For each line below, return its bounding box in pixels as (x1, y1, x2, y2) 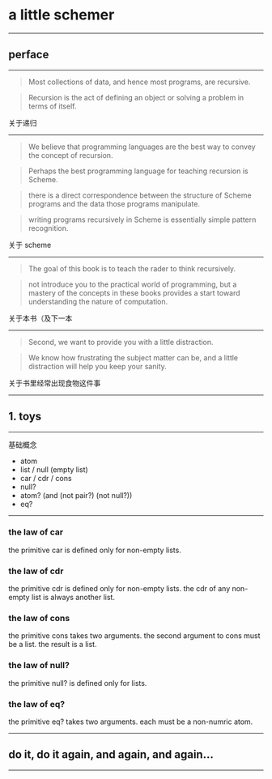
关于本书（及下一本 (8, 313, 73, 323)
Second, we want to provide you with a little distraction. (28, 337, 214, 347)
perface (8, 48, 49, 62)
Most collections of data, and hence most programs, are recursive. (28, 77, 251, 87)
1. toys (8, 410, 42, 424)
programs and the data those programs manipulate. (28, 198, 201, 208)
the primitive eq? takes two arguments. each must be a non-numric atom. (8, 717, 253, 726)
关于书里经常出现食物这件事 (8, 378, 101, 388)
